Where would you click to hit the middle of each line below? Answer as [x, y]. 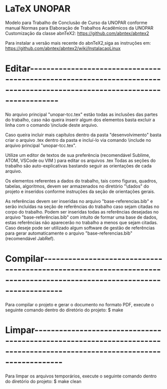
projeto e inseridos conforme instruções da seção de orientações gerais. [80, 191]
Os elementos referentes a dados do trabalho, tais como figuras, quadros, [81, 180]
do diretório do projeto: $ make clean [43, 381]
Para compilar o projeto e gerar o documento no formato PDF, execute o [79, 304]
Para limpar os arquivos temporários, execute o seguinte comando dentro [81, 376]
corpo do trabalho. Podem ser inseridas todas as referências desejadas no [82, 212]
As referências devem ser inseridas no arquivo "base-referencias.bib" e [79, 201]
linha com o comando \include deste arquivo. [52, 125]
